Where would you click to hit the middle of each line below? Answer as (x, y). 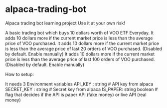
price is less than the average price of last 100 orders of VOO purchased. (80, 59)
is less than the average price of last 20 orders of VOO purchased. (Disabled (84, 48)
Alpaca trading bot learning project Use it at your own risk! (65, 23)
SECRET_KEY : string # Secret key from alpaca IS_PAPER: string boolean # (82, 89)
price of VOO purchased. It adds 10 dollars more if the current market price (82, 43)
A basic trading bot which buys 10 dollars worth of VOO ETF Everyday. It (79, 32)
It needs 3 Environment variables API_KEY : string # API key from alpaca (79, 84)
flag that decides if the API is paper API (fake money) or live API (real (76, 94)
